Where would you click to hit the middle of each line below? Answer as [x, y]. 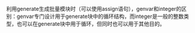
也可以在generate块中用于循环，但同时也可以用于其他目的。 [91, 24]
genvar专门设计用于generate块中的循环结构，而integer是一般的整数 [100, 16]
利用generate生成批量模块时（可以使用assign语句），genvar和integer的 [94, 9]
